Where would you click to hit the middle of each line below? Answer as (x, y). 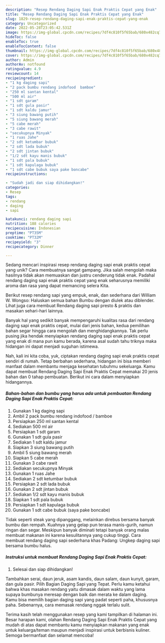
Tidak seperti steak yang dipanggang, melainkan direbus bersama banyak (80, 520)
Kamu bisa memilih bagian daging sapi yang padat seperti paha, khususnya (82, 600)
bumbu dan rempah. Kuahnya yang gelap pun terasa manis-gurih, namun (79, 525)
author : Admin (20, 60)
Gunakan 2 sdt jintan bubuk (40, 489)
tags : (11, 196)
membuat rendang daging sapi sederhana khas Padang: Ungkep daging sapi (83, 540)
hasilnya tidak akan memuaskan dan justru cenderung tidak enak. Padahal (80, 275)
